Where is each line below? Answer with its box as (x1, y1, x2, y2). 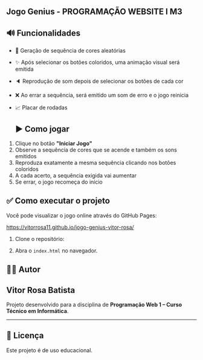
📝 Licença (6, 330, 44, 341)
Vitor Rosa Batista (6, 285, 76, 295)
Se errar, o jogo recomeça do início (14, 178, 103, 185)
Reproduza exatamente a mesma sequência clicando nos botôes (14, 159, 176, 167)
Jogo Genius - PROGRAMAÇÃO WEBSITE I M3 (6, 7, 182, 17)
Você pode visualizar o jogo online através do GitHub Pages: (6, 211, 157, 219)
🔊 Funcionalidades (6, 28, 80, 38)
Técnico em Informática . (6, 307, 69, 315)
